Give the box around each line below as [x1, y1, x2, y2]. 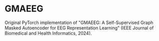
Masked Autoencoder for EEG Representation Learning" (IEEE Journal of [4, 24, 154, 30]
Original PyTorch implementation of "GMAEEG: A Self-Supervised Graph [4, 19, 153, 25]
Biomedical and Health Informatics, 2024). [4, 30, 92, 36]
